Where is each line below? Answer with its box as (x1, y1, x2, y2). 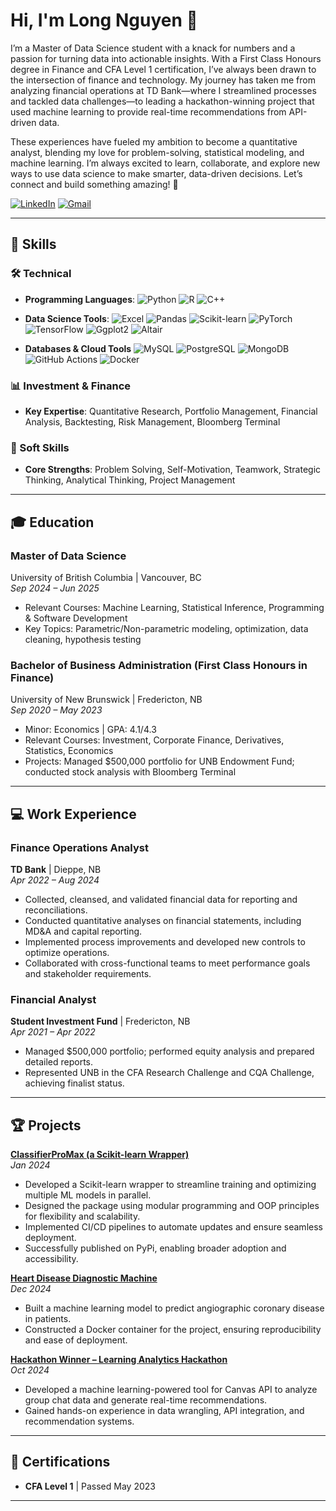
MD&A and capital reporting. (24, 925, 143, 937)
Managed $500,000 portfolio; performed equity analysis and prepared (24, 1045, 315, 1058)
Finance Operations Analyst (10, 840, 149, 854)
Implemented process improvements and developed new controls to (24, 935, 306, 948)
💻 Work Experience (10, 805, 137, 823)
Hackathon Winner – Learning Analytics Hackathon (10, 1354, 228, 1365)
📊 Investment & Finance (10, 379, 132, 393)
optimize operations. (24, 946, 110, 958)
